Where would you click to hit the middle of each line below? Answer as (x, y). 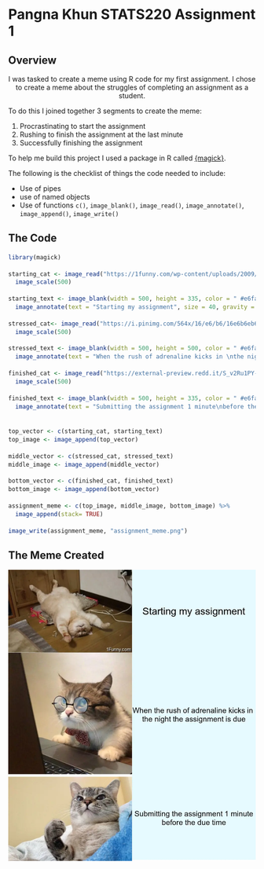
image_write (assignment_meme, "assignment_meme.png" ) (98, 531)
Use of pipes (40, 189)
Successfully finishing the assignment (81, 143)
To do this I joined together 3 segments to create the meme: (105, 111)
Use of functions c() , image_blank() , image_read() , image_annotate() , (132, 205)
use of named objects (55, 197)
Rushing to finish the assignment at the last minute (101, 134)
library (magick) (35, 257)
